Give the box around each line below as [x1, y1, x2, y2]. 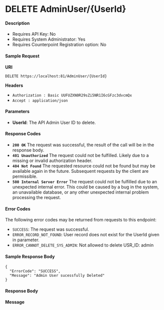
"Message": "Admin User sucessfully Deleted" [9, 273, 105, 278]
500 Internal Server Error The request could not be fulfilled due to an [12, 179, 157, 184]
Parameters [5, 108, 30, 114]
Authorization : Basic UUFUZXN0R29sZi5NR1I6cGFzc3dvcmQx [12, 93, 132, 98]
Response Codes [5, 131, 41, 137]
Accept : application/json [12, 98, 68, 103]
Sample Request [5, 53, 40, 59]
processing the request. [12, 195, 61, 200]
